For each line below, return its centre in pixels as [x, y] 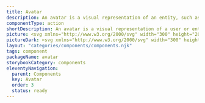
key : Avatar [27, 79]
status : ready [30, 91]
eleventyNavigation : [33, 68]
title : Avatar [24, 12]
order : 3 [23, 85]
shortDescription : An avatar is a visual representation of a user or [98, 29]
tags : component [27, 51]
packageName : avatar [33, 57]
